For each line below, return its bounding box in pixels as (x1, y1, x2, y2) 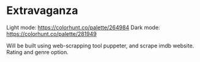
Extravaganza (6, 4, 78, 18)
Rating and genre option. (6, 48, 69, 55)
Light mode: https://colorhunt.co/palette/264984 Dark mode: (6, 24, 160, 31)
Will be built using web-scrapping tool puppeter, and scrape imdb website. (6, 42, 194, 49)
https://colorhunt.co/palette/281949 (6, 30, 97, 37)
